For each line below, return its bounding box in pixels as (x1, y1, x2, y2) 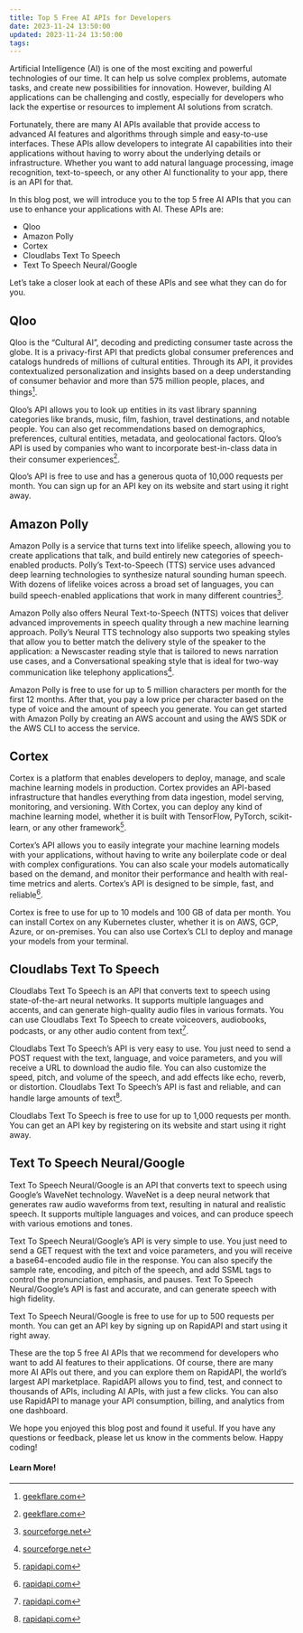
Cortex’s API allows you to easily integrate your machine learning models (9, 840, 280, 850)
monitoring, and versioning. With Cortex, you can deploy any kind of (9, 802, 263, 812)
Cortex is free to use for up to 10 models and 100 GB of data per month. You (9, 906, 291, 917)
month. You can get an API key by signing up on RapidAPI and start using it (9, 1320, 289, 1331)
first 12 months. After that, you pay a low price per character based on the (9, 693, 284, 705)
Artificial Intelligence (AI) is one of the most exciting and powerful (9, 63, 252, 74)
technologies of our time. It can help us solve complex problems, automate (9, 73, 287, 84)
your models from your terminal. (9, 935, 129, 946)
